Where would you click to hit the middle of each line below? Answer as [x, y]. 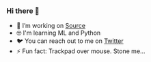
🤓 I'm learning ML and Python [58, 33]
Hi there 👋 [23, 11]
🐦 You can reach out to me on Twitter [70, 41]
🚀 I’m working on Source [51, 26]
